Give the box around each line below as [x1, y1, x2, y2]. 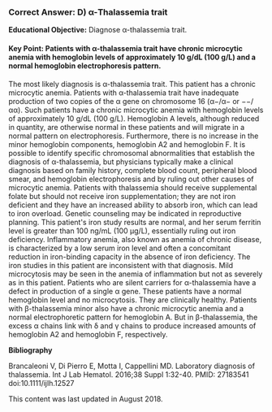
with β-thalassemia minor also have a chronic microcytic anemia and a [8, 303, 244, 313]
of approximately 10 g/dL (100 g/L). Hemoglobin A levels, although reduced [8, 113, 260, 124]
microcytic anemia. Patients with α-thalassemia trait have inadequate [8, 88, 240, 98]
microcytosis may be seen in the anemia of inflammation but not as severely [8, 269, 263, 279]
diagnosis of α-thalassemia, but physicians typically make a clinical [8, 157, 234, 167]
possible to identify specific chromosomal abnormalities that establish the [8, 148, 256, 158]
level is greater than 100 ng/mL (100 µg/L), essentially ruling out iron [8, 226, 236, 236]
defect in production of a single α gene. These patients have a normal [8, 286, 242, 296]
